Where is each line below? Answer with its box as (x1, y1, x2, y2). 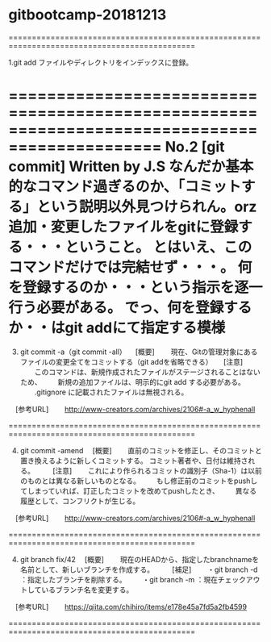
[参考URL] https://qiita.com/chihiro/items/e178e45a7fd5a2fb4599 (15, 602, 248, 611)
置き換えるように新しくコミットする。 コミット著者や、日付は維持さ (19, 456, 248, 465)
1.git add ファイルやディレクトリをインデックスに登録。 (8, 57, 194, 67)
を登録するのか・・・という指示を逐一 (8, 278, 264, 297)
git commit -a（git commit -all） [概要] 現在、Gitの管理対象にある (19, 347, 258, 356)
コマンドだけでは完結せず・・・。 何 (8, 258, 252, 277)
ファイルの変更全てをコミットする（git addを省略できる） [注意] (19, 356, 244, 366)
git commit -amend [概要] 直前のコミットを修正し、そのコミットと (19, 445, 262, 455)
